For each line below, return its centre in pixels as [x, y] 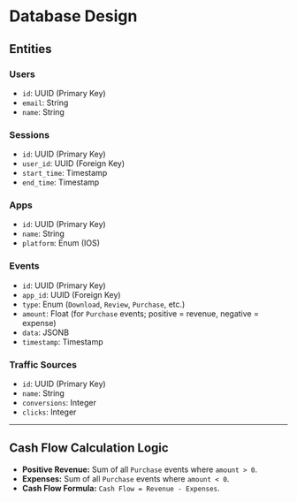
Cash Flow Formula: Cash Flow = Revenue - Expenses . [121, 488]
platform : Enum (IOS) [61, 243]
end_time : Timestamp [61, 182]
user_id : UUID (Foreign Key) [73, 164]
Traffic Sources [43, 364]
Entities [30, 49]
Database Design [73, 16]
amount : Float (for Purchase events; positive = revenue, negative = [140, 313]
